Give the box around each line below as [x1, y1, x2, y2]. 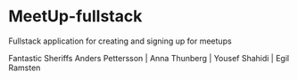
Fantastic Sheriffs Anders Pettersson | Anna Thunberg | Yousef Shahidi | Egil [8, 52, 290, 63]
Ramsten [8, 62, 41, 73]
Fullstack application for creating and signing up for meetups [8, 36, 233, 46]
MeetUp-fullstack [8, 6, 143, 27]
